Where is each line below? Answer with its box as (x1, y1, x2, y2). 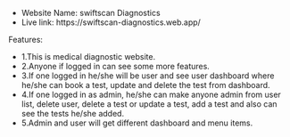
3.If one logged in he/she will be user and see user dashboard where (21, 70, 275, 81)
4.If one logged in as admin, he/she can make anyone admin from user (21, 89, 282, 100)
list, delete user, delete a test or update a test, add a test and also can (21, 99, 278, 109)
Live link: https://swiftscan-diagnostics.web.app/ (21, 17, 202, 28)
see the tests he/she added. (21, 109, 125, 118)
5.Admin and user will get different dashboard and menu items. (21, 117, 253, 128)
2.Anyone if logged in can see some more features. (21, 61, 211, 71)
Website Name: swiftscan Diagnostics (21, 8, 162, 18)
